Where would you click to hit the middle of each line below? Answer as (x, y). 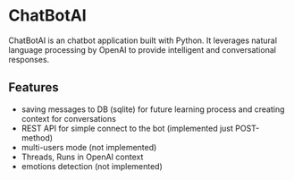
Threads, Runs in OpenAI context (82, 157)
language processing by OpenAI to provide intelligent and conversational (142, 49)
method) (37, 137)
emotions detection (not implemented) (92, 166)
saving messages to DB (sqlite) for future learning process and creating (153, 109)
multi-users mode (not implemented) (89, 147)
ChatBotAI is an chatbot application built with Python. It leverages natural (143, 40)
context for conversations (69, 118)
